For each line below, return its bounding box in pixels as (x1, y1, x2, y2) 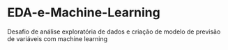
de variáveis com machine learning (7, 34, 108, 42)
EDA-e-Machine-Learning (7, 5, 160, 21)
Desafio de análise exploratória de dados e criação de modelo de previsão (7, 27, 221, 36)
